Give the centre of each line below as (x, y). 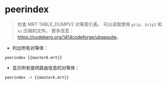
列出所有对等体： (30, 48)
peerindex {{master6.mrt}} (33, 57)
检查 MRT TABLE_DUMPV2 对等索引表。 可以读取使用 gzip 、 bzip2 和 (90, 24)
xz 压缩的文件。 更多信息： (45, 30)
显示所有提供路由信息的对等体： (46, 68)
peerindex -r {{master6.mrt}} (37, 77)
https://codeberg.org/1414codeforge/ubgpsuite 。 (69, 37)
